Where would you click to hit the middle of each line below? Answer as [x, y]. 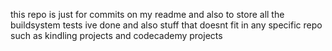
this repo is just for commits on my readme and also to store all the [147, 14]
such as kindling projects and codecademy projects [116, 35]
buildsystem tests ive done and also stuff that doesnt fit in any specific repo [166, 25]
